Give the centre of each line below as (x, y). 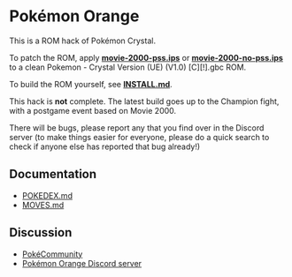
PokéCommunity (52, 254)
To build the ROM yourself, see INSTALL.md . (91, 84)
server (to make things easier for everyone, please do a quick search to (139, 137)
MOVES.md (43, 205)
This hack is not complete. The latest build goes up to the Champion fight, (144, 101)
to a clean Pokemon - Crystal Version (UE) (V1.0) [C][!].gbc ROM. (128, 67)
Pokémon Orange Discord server (82, 263)
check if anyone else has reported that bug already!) (105, 146)
